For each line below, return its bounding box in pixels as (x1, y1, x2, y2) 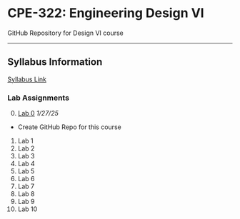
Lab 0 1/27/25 (17, 109, 59, 118)
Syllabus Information (7, 56, 103, 68)
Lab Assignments (7, 93, 70, 103)
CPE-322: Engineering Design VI (7, 5, 205, 21)
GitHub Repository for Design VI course (7, 29, 124, 37)
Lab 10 (17, 205, 38, 213)
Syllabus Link (7, 75, 47, 83)
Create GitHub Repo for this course (17, 123, 121, 131)
